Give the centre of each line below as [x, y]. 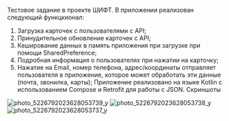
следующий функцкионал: [46, 17]
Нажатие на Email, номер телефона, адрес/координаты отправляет [116, 67]
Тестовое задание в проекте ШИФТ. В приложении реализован [101, 10]
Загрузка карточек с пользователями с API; [82, 31]
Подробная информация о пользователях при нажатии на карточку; [118, 60]
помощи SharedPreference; [57, 53]
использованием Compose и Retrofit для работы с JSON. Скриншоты [119, 90]
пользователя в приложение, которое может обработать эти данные [119, 75]
